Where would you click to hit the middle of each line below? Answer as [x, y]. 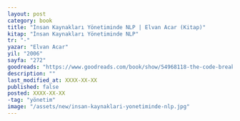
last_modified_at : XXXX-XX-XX [52, 80]
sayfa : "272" [27, 60]
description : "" [31, 73]
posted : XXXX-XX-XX [36, 93]
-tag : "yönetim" [31, 100]
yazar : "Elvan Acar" [38, 47]
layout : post [27, 14]
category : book [30, 21]
